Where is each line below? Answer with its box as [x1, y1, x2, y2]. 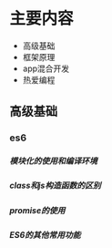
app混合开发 [22, 63, 70, 74]
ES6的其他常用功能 [9, 229, 81, 240]
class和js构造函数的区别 [9, 180, 102, 191]
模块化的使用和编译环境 [9, 155, 97, 166]
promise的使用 [9, 204, 66, 215]
